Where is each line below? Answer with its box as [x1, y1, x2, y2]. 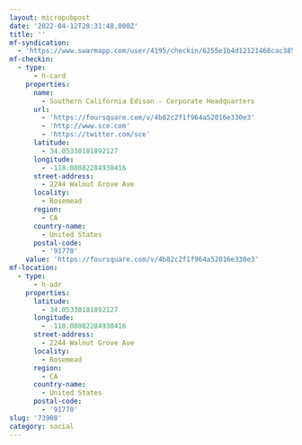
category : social [9, 422, 75, 431]
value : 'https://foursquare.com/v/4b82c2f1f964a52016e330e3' [25, 255, 259, 265]
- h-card [32, 72, 67, 81]
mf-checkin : [9, 55, 54, 64]
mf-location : [9, 264, 58, 273]
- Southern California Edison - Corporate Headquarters [41, 96, 255, 106]
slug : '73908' [9, 414, 63, 423]
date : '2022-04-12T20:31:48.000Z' [9, 22, 139, 31]
